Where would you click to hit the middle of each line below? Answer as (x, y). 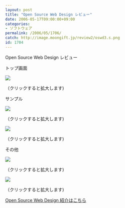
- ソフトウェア (19, 29)
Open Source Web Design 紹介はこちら (46, 200)
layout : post (19, 10)
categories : (18, 24)
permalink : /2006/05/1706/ (33, 33)
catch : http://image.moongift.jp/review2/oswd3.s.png (63, 38)
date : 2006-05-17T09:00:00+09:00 (40, 19)
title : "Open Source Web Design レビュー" (49, 15)
